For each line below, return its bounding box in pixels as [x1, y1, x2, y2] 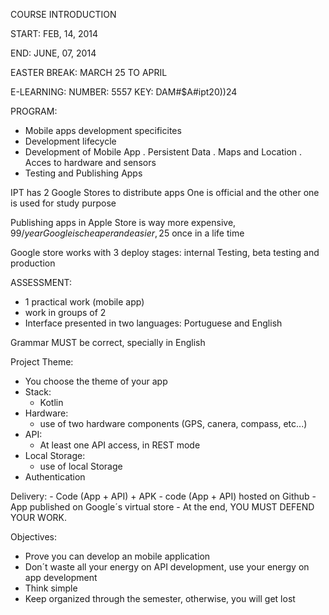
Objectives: [10, 531, 57, 543]
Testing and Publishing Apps [24, 167, 143, 179]
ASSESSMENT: [10, 277, 73, 288]
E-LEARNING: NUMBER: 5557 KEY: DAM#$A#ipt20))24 [10, 86, 238, 98]
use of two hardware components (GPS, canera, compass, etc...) [39, 418, 308, 429]
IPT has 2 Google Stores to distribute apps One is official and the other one [10, 187, 320, 198]
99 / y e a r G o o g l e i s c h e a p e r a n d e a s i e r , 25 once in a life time [10, 227, 245, 239]
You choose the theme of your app [24, 375, 168, 387]
